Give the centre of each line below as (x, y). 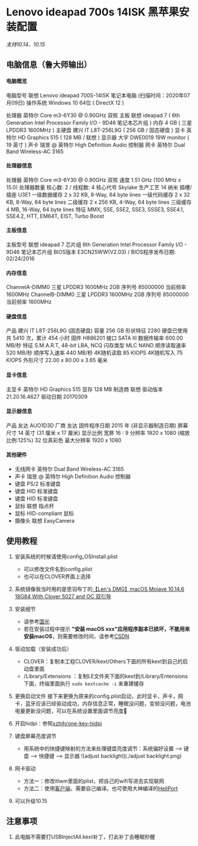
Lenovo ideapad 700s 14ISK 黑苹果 (92, 12)
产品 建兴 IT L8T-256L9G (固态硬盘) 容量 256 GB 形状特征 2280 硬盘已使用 (97, 331)
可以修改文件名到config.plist (58, 569)
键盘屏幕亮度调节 (35, 736)
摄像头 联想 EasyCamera (45, 520)
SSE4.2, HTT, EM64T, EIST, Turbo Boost (55, 216)
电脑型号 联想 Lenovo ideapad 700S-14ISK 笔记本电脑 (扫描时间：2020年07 (98, 95)
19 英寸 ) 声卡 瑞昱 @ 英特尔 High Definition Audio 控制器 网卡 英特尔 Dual (95, 145)
